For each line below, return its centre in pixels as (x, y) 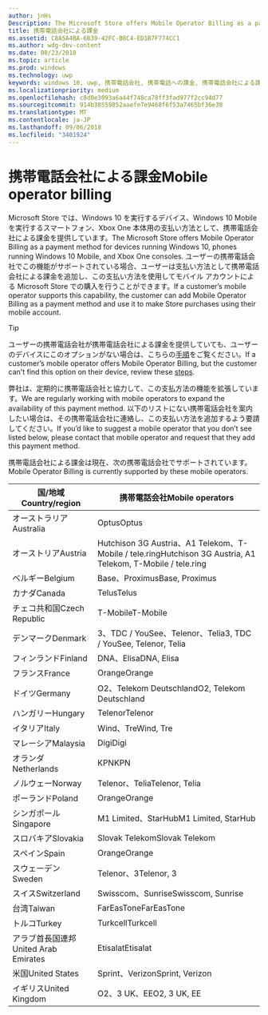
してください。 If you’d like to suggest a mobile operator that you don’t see (130, 428)
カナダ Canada (39, 593)
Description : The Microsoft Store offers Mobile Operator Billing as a (130, 23)
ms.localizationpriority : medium (64, 90)
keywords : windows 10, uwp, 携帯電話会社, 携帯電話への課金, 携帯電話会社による (132, 82)
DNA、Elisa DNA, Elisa (138, 658)
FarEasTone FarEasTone (141, 908)
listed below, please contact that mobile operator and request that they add (132, 437)
